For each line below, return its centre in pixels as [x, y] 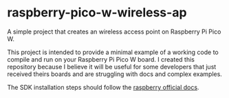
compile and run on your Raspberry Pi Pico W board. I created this [101, 59]
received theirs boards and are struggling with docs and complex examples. [115, 74]
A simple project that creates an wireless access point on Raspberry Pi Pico [114, 32]
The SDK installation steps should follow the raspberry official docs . [103, 87]
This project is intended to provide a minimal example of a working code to [113, 52]
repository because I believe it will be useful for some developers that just [112, 66]
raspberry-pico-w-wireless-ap [97, 13]
